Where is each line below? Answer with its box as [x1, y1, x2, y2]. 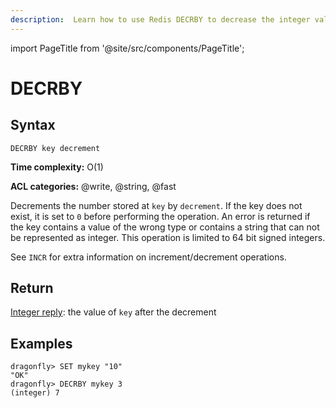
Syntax [10, 117, 56, 134]
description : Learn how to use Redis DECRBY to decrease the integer [10, 14, 311, 25]
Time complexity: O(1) [10, 161, 104, 173]
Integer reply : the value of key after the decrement [10, 306, 217, 318]
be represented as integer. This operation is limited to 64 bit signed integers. [10, 231, 326, 243]
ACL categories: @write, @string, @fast [10, 180, 177, 192]
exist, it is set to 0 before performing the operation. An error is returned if [10, 210, 311, 222]
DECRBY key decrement [10, 143, 101, 153]
